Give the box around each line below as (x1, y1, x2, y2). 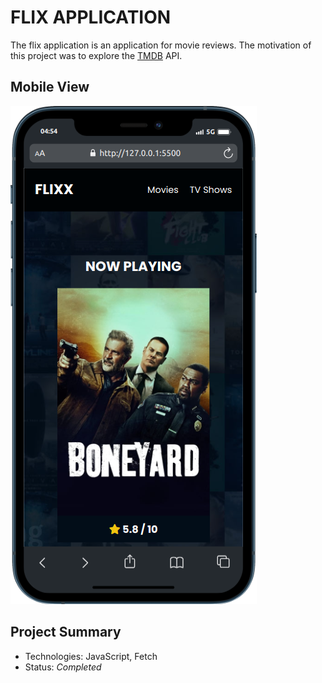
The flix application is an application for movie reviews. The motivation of (10, 39, 312, 51)
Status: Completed (24, 661, 102, 673)
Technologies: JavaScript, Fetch (24, 650, 158, 662)
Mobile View (10, 79, 90, 96)
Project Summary (10, 624, 122, 641)
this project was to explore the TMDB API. (10, 49, 183, 61)
